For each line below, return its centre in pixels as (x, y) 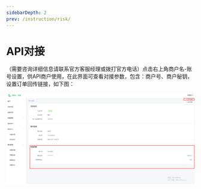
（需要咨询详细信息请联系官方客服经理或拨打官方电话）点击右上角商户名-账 (99, 69)
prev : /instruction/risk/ (38, 19)
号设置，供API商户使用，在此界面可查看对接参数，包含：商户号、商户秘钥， (100, 76)
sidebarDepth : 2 (26, 13)
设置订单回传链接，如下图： (40, 84)
